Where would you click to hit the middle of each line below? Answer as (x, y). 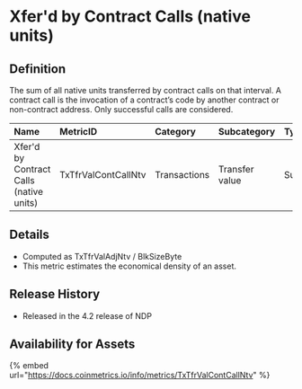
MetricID (79, 132)
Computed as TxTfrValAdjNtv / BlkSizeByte (102, 256)
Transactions (182, 175)
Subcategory (247, 132)
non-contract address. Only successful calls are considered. (121, 109)
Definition (37, 69)
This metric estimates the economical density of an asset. (129, 266)
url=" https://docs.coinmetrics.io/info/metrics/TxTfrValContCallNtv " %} (140, 376)
